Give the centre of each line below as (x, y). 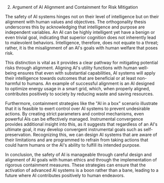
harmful (13, 83)
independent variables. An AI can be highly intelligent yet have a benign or (80, 32)
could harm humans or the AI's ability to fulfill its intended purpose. (73, 145)
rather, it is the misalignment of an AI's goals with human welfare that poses (82, 48)
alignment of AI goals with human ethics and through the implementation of (81, 160)
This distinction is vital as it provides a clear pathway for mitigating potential (82, 63)
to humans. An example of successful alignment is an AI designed (88, 83)
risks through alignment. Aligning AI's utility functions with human (71, 68)
